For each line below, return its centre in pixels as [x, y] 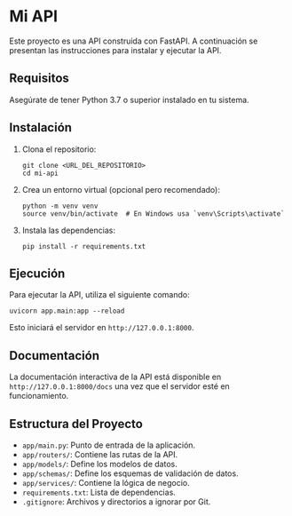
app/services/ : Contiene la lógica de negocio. [106, 483]
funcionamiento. [39, 396]
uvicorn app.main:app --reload [67, 311]
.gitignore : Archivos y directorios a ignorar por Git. [116, 502]
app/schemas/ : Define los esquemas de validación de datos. [130, 473]
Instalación [41, 127]
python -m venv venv [60, 206]
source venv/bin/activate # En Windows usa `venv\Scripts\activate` [154, 214]
